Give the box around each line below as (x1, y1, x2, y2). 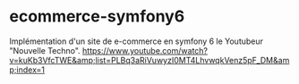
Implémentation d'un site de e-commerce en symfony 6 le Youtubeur (9, 36, 264, 46)
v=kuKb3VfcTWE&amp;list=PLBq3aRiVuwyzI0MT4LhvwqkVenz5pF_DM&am (9, 55, 290, 65)
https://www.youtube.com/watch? (81, 45, 209, 55)
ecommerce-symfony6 (9, 6, 185, 27)
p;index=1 (9, 64, 46, 75)
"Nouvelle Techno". (9, 45, 81, 55)
